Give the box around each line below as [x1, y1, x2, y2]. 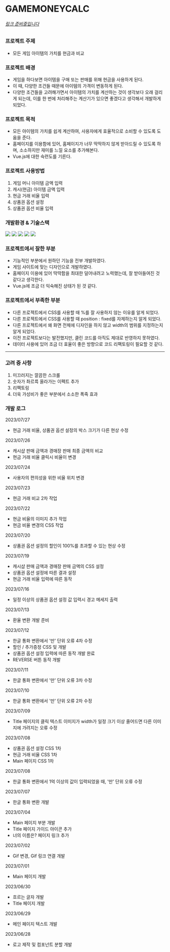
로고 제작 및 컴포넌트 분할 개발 [12, 941, 72, 947]
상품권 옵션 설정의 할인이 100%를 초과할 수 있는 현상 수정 [12, 543, 125, 549]
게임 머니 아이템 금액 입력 [12, 180, 63, 186]
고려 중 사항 [5, 360, 32, 367]
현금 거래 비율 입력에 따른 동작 [12, 576, 72, 582]
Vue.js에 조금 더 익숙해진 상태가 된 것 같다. [12, 283, 97, 289]
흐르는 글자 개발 [12, 894, 44, 900]
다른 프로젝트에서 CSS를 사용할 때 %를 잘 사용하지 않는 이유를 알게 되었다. [12, 309, 159, 315]
